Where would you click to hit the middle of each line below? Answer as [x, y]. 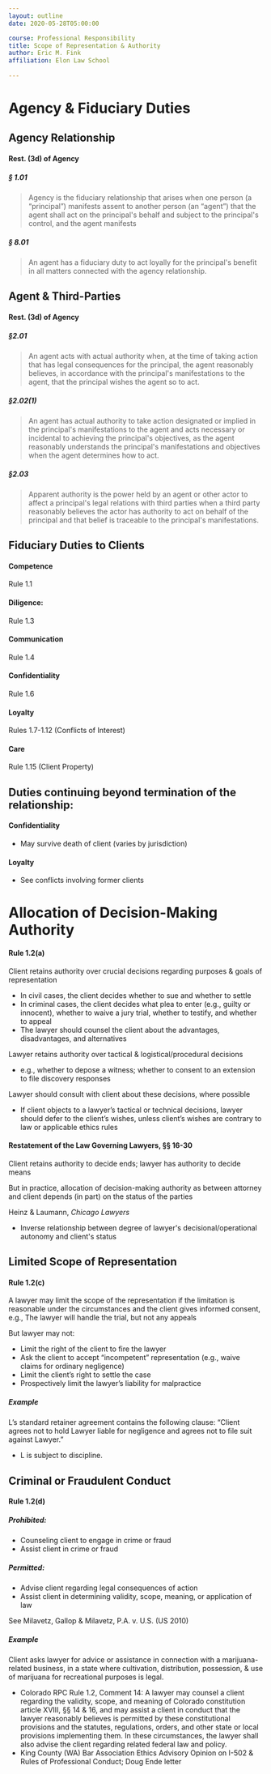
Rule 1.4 [21, 657]
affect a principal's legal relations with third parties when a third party [144, 502]
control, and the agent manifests [82, 224]
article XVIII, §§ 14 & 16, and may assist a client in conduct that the [130, 1710]
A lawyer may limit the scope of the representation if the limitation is [122, 1300]
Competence [31, 566]
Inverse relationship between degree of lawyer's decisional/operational [138, 1227]
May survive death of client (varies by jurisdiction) [104, 844]
